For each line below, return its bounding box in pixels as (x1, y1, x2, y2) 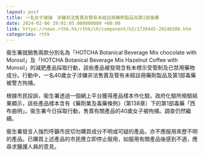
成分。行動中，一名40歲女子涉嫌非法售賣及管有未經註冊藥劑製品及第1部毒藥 (6, 72, 196, 79)
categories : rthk (6, 32, 50, 38)
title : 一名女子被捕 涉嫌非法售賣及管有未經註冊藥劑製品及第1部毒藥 (6, 15, 160, 21)
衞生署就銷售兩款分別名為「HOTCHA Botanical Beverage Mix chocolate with (6, 49, 197, 56)
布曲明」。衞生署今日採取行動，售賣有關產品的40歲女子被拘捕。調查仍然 (6, 107, 186, 115)
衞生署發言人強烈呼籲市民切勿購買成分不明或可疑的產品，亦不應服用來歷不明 (6, 128, 198, 135)
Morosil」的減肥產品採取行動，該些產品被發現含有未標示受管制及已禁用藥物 (6, 64, 195, 72)
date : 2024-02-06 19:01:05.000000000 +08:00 (6, 20, 121, 26)
